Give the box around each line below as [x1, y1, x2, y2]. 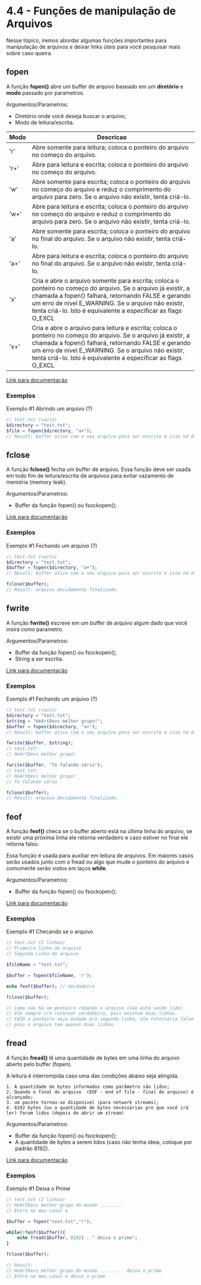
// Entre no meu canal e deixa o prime [6, 1273, 106, 1279]
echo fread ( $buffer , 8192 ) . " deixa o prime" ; [17, 1235, 138, 1241]
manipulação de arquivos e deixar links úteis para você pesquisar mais [6, 43, 181, 50]
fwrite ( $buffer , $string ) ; [6, 740, 74, 746]
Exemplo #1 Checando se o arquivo [6, 928, 93, 936]
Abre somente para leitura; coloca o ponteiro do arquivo [32, 143, 189, 151]
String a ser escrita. [14, 655, 64, 662]
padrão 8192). [14, 1145, 50, 1152]
